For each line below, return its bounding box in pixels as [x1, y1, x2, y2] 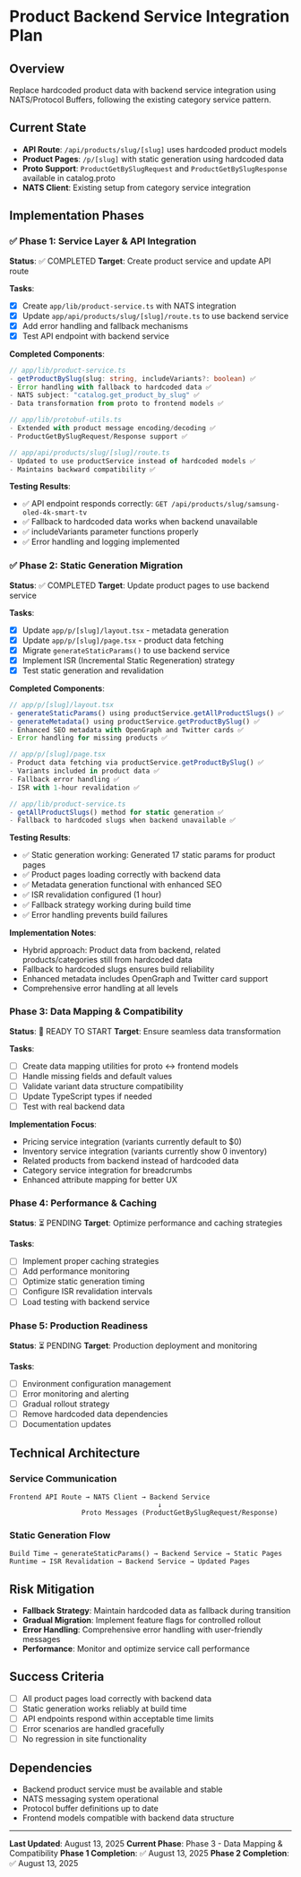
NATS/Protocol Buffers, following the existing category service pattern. [9, 94, 271, 105]
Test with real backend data [21, 1101, 125, 1111]
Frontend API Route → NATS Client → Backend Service [9, 1492, 211, 1501]
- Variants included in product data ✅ [9, 766, 159, 776]
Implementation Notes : [9, 928, 97, 938]
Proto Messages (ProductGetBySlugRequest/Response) [81, 1508, 279, 1517]
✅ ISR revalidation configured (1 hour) [21, 889, 162, 900]
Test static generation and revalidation [21, 665, 164, 676]
